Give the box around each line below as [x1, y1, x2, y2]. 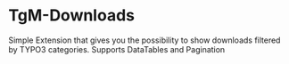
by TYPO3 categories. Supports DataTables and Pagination [8, 44, 226, 54]
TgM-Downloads [8, 5, 136, 26]
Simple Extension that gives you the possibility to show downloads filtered [8, 35, 281, 45]
